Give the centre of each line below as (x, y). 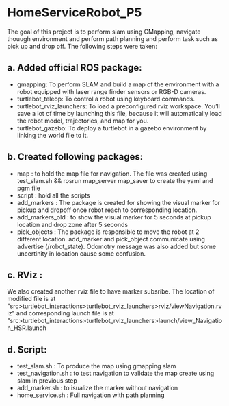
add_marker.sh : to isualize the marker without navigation (97, 388)
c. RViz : (25, 275)
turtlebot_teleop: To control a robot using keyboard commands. (106, 99)
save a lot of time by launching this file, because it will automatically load (119, 113)
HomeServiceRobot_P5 (75, 13)
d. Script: (27, 349)
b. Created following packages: (75, 157)
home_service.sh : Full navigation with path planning (91, 395)
